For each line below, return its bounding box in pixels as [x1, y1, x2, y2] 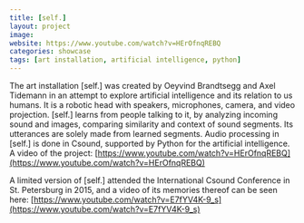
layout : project [9, 22, 71, 31]
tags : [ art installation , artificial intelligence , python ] [9, 55, 242, 64]
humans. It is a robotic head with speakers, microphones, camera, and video [9, 100, 296, 110]
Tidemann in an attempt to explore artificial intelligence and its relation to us [9, 90, 293, 101]
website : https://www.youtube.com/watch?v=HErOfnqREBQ [9, 38, 221, 48]
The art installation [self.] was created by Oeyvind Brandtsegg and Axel [9, 81, 276, 91]
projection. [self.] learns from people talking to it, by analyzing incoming [9, 110, 279, 120]
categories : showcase [9, 47, 92, 56]
